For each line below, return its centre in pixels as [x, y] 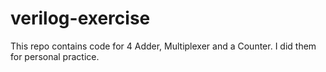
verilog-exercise [80, 18]
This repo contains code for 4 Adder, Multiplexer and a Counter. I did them [163, 46]
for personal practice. [55, 56]
